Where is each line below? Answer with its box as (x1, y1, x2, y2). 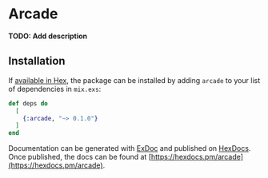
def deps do (8, 99, 48, 108)
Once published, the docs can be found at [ (8, 152, 152, 162)
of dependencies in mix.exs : (8, 84, 102, 93)
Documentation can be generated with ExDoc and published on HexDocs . (8, 144, 251, 153)
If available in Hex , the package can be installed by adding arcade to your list (8, 75, 261, 85)
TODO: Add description (8, 31, 88, 41)
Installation (8, 54, 66, 68)
